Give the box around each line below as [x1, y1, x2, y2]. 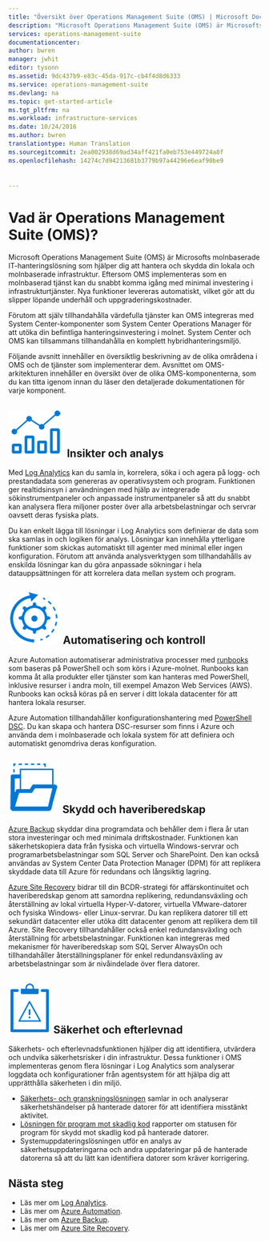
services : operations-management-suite [8, 30, 142, 38]
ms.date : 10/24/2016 [8, 123, 78, 131]
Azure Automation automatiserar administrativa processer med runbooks [8, 655, 249, 664]
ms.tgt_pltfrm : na [8, 106, 70, 114]
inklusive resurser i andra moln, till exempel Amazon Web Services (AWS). [8, 680, 253, 690]
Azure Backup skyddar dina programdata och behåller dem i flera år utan [8, 824, 249, 833]
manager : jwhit [8, 55, 59, 63]
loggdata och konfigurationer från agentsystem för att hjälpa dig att [8, 1070, 231, 1079]
